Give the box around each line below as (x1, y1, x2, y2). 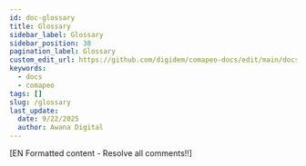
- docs (17, 73, 43, 82)
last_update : (9, 106, 59, 115)
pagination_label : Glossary (9, 47, 117, 56)
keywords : (9, 64, 47, 73)
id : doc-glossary (9, 13, 76, 23)
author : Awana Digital (17, 123, 104, 132)
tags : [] (9, 89, 43, 98)
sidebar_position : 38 (9, 38, 92, 48)
